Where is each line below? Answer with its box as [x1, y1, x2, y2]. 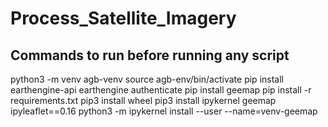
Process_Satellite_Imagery [10, 7, 237, 30]
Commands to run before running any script [10, 47, 290, 64]
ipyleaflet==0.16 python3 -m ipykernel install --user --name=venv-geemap [10, 105, 318, 117]
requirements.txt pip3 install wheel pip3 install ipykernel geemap [10, 95, 277, 106]
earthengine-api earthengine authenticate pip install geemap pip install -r [10, 84, 312, 96]
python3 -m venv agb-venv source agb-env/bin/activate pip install [10, 73, 284, 85]
